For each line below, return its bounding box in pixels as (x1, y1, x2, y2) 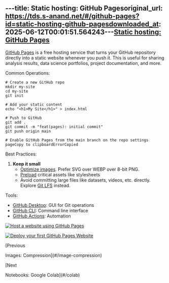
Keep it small (12, 161, 41, 167)
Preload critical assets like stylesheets (20, 171, 100, 177)
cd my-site (5, 88, 28, 93)
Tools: (5, 192, 18, 198)
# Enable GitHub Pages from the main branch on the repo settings (5, 137, 149, 143)
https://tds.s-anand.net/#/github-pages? (5, 12, 140, 21)
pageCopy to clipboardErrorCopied (5, 142, 79, 147)
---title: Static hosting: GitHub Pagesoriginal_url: (5, 4, 163, 13)
